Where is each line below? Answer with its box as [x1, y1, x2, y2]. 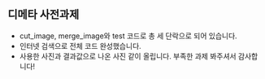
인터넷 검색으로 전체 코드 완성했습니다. [19, 41, 141, 50]
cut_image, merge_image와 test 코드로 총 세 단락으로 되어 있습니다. [19, 31, 237, 41]
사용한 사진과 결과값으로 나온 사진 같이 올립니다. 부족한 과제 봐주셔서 [19, 51, 237, 61]
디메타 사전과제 [7, 7, 80, 22]
